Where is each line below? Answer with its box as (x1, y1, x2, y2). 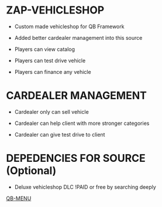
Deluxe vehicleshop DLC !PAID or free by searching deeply (14, 183, 156, 191)
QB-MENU (6, 195, 32, 202)
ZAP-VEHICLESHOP (6, 4, 105, 17)
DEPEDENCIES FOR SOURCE (6, 152, 146, 165)
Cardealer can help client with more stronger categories (14, 120, 150, 127)
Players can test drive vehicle (14, 57, 86, 64)
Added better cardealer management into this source (14, 34, 143, 41)
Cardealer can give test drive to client (14, 131, 105, 138)
